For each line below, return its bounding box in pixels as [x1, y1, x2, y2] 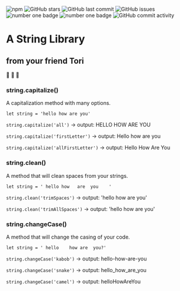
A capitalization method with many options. [6, 100, 111, 107]
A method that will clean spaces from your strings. [6, 172, 128, 179]
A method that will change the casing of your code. [6, 233, 131, 240]
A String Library [6, 32, 85, 46]
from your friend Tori [6, 56, 84, 66]
